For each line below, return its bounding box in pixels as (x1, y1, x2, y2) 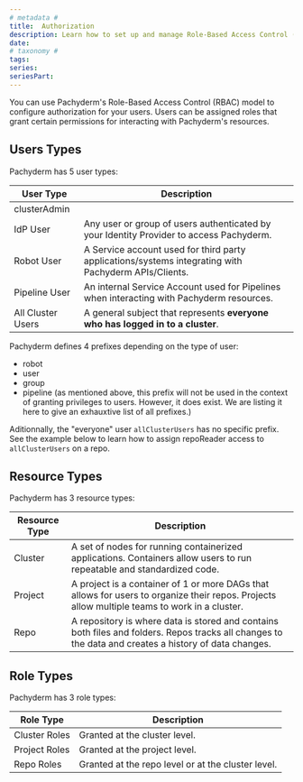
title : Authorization (9, 22, 95, 31)
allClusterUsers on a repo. (9, 443, 110, 454)
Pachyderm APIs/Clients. (83, 265, 189, 278)
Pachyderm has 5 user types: (9, 166, 119, 177)
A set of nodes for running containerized (70, 540, 243, 553)
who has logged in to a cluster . (83, 317, 219, 330)
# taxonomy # (9, 47, 59, 56)
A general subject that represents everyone (83, 306, 269, 318)
